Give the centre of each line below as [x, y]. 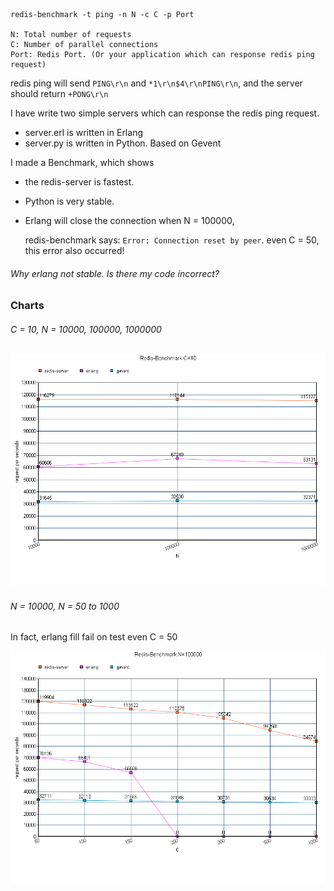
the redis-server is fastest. [79, 182]
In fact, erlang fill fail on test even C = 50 [94, 637]
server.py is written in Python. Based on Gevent [123, 143]
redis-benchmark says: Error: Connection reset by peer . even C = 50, [172, 240]
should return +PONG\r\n [59, 93]
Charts [27, 306]
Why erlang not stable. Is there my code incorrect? [115, 273]
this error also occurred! [74, 250]
